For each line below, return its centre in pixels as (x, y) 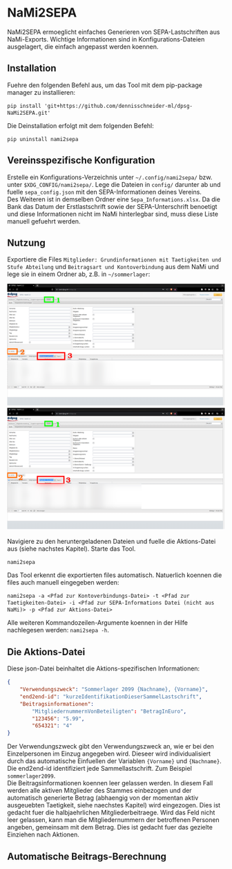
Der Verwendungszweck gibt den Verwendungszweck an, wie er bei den (110, 747)
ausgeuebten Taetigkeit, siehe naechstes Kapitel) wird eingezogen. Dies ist (114, 805)
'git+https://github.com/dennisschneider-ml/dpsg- (118, 106)
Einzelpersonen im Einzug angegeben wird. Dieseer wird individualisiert (109, 754)
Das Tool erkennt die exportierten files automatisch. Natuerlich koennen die (115, 575)
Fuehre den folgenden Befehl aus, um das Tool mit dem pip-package (105, 85)
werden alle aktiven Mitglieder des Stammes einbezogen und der (99, 791)
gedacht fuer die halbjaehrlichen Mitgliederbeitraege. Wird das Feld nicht (111, 813)
